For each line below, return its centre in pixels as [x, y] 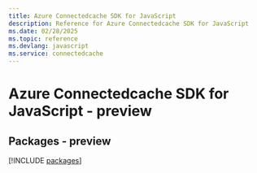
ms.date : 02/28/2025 [44, 31]
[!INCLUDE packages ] [45, 160]
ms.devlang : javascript [49, 46]
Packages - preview [60, 141]
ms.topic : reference [44, 39]
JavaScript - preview [81, 111]
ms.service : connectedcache [56, 54]
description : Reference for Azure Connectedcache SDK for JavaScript [129, 24]
